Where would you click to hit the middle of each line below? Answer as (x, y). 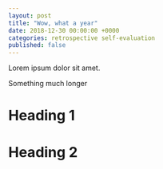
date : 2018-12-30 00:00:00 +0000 (64, 30)
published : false (37, 45)
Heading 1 (42, 116)
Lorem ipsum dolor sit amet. (54, 68)
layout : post (30, 16)
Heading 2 (43, 152)
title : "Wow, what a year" (53, 23)
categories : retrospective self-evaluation (82, 38)
